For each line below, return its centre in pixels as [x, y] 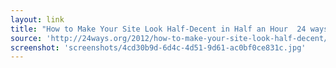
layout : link [37, 19]
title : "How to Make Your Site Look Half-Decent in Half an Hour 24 [158, 29]
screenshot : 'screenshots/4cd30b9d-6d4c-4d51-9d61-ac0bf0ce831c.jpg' [158, 47]
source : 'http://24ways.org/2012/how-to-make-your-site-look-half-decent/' [171, 38]
